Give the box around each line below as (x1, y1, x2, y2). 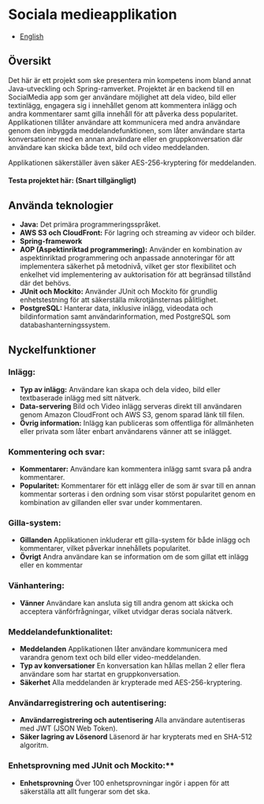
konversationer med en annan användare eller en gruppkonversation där (8, 134, 243, 144)
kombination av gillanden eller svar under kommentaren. (19, 498, 203, 507)
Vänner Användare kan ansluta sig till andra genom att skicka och (19, 598, 234, 608)
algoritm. (19, 740, 49, 750)
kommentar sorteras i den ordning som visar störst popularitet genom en (19, 489, 256, 499)
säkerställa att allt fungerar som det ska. (19, 787, 151, 796)
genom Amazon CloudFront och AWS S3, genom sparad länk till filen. (19, 409, 245, 419)
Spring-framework (19, 237, 83, 246)
